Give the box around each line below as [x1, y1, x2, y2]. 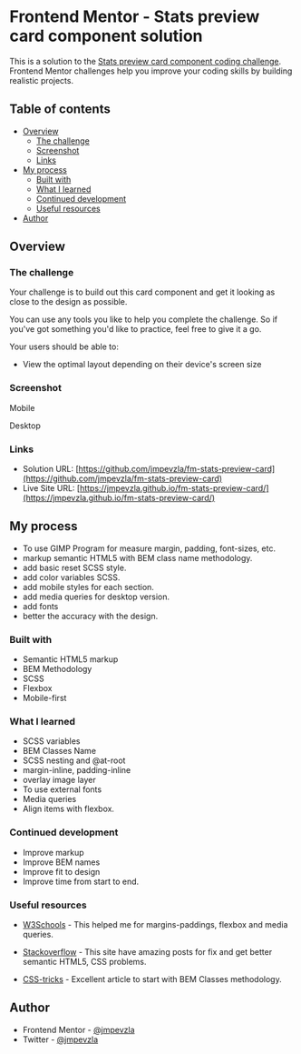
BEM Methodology [22, 664, 92, 675]
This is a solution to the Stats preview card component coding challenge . [9, 55, 282, 66]
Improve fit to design [22, 866, 101, 877]
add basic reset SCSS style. [22, 562, 127, 573]
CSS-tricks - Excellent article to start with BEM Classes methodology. [22, 974, 283, 985]
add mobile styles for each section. [22, 581, 154, 592]
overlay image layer [22, 775, 97, 786]
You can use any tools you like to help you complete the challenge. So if [9, 314, 278, 325]
